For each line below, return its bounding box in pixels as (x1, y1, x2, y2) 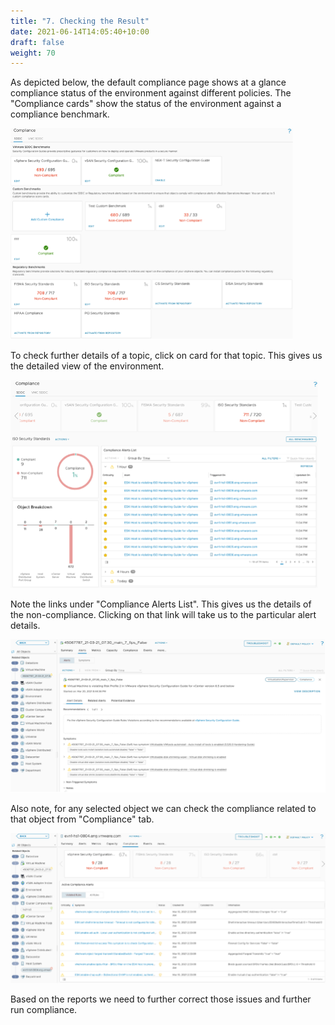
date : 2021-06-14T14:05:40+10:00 (10, 26, 150, 37)
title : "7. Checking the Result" (10, 16, 150, 26)
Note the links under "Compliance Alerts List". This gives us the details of (10, 598, 312, 610)
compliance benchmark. (10, 108, 110, 120)
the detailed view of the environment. (10, 360, 165, 372)
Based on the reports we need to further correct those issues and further (10, 993, 312, 1005)
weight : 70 (10, 48, 56, 58)
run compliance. (10, 1003, 78, 1015)
